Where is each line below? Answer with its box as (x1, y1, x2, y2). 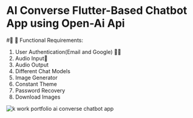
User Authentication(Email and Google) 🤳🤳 (15, 48, 121, 55)
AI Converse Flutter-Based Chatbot (6, 4, 188, 18)
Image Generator (15, 74, 58, 81)
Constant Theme (15, 80, 58, 88)
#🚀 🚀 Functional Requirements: (6, 36, 84, 44)
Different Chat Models (15, 67, 71, 74)
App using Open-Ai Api (6, 16, 126, 30)
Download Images (15, 93, 61, 100)
